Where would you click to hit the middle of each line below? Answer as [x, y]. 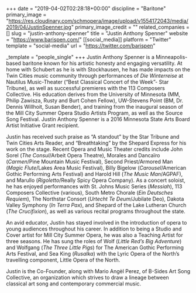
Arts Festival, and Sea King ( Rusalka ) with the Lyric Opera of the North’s [93, 254]
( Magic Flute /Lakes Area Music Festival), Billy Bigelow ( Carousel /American [96, 168]
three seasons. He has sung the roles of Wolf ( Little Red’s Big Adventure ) [94, 241]
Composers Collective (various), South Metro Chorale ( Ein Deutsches [90, 193]
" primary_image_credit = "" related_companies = [130, 27]
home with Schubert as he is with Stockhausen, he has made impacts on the [98, 69]
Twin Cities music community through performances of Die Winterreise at [95, 76]
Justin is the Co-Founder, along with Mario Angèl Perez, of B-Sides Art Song [98, 271]
